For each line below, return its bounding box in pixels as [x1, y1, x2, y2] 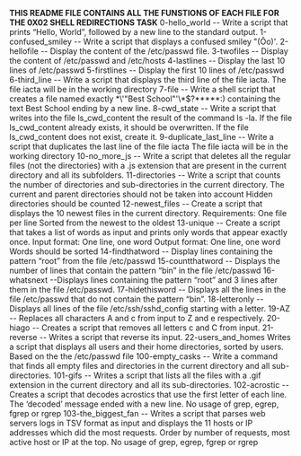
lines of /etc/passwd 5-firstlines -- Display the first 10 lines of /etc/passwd [9, 65, 285, 75]
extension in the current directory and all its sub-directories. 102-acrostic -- [9, 380, 289, 390]
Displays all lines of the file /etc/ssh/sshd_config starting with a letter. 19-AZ [9, 303, 290, 313]
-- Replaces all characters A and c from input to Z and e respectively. [9, 313, 265, 323]
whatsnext [9, 275, 49, 285]
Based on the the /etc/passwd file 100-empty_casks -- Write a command [9, 351, 279, 362]
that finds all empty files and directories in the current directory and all [9, 361, 270, 371]
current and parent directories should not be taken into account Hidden [9, 189, 273, 199]
